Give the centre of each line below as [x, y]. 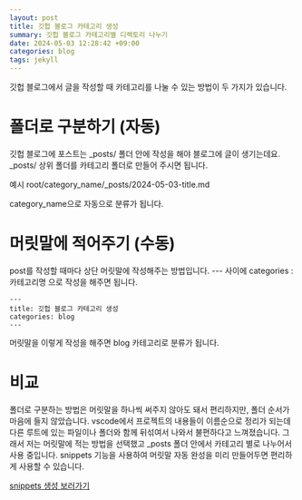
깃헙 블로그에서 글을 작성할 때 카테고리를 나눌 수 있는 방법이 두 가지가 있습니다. [148, 87]
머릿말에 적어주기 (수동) [92, 244]
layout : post [34, 18]
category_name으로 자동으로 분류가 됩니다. [87, 203]
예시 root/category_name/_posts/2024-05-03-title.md [110, 184]
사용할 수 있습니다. [51, 466]
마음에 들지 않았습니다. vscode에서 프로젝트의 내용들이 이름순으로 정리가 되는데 [151, 421]
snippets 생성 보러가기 [50, 485]
